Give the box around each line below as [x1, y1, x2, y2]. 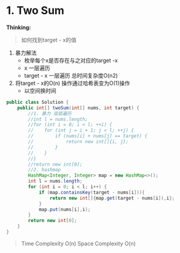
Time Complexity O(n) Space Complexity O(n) [21, 240, 136, 247]
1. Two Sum [6, 4, 65, 18]
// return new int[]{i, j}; [28, 139, 129, 145]
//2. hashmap [28, 167, 61, 173]
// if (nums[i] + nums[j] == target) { [28, 133, 148, 140]
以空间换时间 [24, 87, 56, 94]
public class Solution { [6, 99, 69, 105]
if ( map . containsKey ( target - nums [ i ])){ [38, 189, 145, 195]
